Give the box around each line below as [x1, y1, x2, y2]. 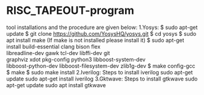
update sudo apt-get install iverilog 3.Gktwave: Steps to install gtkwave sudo [6, 75, 198, 82]
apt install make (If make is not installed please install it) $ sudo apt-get [6, 36, 185, 44]
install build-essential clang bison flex [6, 43, 101, 50]
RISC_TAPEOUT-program [6, 4, 135, 18]
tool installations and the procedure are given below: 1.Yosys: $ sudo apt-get [6, 24, 198, 31]
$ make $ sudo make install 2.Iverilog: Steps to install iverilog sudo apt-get [6, 68, 193, 76]
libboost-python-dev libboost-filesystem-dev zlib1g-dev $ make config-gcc [6, 62, 195, 70]
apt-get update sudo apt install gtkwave [6, 81, 106, 88]
